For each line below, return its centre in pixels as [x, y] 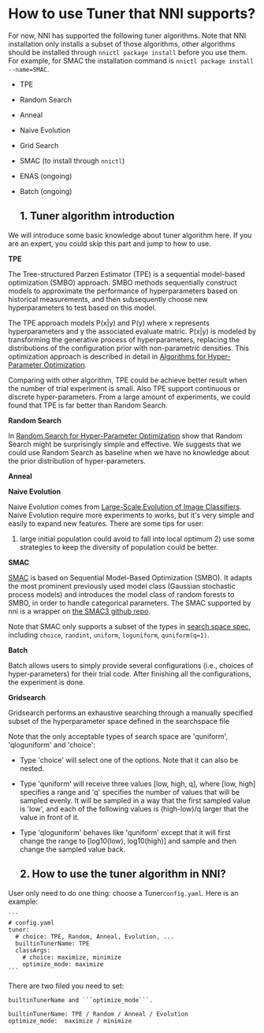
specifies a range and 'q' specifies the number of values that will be [130, 792]
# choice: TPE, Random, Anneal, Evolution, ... [95, 936]
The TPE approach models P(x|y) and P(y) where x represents [109, 323]
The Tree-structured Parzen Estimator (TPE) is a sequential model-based [127, 274]
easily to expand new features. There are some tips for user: [106, 523]
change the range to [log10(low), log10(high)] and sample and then [128, 841]
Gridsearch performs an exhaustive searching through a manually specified [131, 712]
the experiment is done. [46, 682]
